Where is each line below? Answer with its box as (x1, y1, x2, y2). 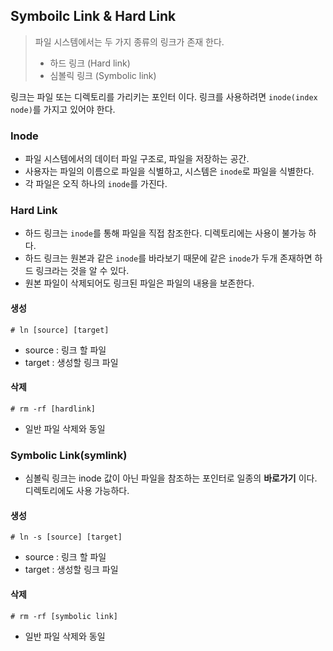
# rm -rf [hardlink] (10, 404, 97, 414)
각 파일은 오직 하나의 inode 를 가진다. (24, 178, 168, 190)
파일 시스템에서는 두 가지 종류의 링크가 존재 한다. (34, 35, 225, 48)
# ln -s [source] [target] (10, 532, 123, 543)
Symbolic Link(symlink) (10, 448, 128, 462)
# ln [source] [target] (10, 325, 110, 335)
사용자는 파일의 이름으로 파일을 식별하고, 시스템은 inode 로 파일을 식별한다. (24, 165, 315, 178)
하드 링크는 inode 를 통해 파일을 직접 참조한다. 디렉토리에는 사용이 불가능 (24, 227, 307, 239)
